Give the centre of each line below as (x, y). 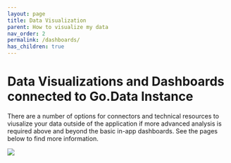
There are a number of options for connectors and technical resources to (113, 116)
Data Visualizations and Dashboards (116, 81)
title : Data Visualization (47, 20)
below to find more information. (53, 138)
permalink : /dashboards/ (44, 40)
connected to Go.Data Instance (100, 97)
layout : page (26, 14)
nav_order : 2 (26, 34)
